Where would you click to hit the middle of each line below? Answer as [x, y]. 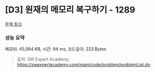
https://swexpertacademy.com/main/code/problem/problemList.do [84, 65]
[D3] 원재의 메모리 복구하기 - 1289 [70, 10]
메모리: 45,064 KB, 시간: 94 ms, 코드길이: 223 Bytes [56, 49]
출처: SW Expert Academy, [43, 59]
